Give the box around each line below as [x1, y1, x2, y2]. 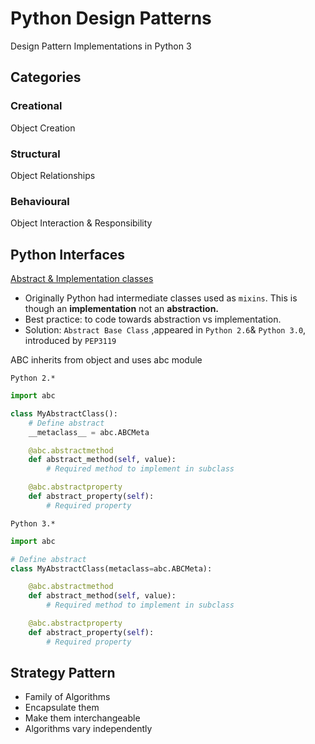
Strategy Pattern [10, 665, 116, 682]
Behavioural [10, 194, 70, 208]
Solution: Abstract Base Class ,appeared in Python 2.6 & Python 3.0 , [24, 324, 307, 336]
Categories [10, 69, 82, 86]
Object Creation [10, 122, 76, 134]
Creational [10, 99, 63, 113]
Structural [10, 147, 61, 161]
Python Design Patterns [10, 7, 212, 30]
